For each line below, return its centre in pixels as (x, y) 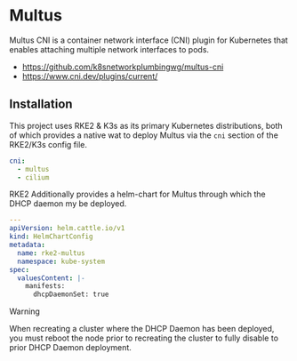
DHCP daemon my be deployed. (68, 204)
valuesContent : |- (52, 278)
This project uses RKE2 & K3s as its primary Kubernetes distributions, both (146, 125)
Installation (41, 104)
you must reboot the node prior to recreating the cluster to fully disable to (144, 338)
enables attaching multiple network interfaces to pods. (109, 49)
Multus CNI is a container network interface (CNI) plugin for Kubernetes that (149, 40)
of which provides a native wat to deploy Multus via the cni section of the (144, 135)
